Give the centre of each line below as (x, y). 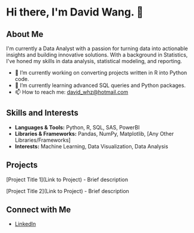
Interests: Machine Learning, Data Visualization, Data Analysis (91, 146)
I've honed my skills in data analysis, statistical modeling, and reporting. (94, 61)
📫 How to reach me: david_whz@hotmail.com (71, 92)
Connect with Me (39, 210)
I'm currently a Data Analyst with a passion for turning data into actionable (97, 48)
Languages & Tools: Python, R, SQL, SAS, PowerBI (77, 127)
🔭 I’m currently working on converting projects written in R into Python (101, 73)
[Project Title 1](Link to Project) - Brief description (67, 179)
